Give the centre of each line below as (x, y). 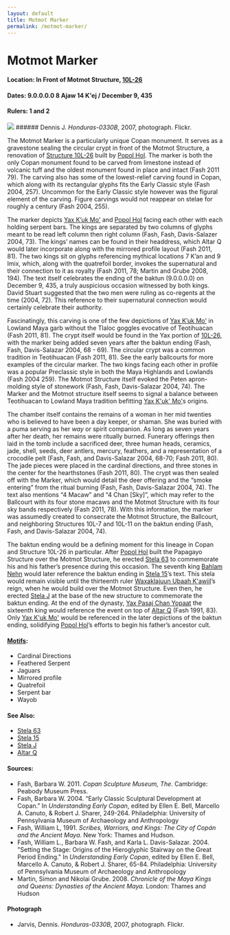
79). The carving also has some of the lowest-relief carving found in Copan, (114, 177)
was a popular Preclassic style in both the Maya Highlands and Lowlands (110, 371)
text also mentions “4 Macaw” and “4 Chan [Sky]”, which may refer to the (111, 494)
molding (19, 386)
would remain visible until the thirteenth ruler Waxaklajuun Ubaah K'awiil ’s (112, 581)
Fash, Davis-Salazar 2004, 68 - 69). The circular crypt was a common (106, 350)
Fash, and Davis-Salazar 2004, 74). (57, 531)
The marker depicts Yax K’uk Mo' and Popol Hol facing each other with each (115, 219)
